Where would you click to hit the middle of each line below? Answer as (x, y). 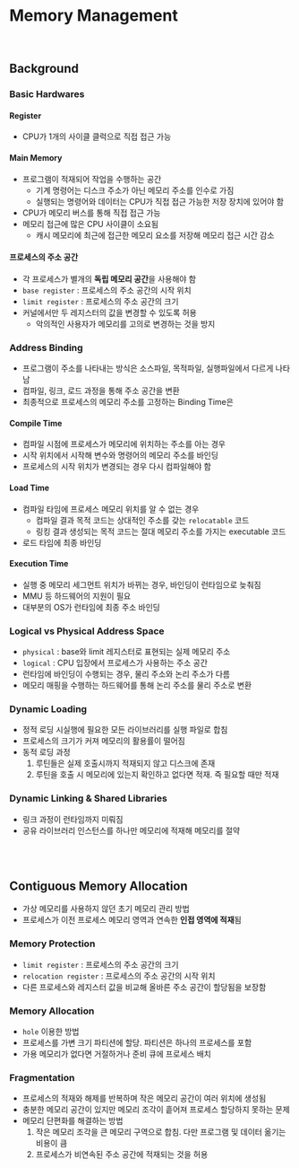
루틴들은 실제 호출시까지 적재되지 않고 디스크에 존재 (125, 763)
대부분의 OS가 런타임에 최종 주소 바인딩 (91, 607)
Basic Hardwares (47, 94)
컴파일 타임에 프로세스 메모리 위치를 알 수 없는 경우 (111, 509)
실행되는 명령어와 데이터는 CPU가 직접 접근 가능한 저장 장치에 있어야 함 (160, 201)
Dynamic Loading (48, 708)
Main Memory (36, 158)
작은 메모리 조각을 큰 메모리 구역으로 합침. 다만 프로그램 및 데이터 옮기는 (161, 1132)
